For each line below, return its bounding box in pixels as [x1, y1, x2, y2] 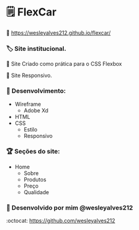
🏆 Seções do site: [6, 148, 60, 156]
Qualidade [23, 188, 50, 195]
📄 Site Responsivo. [6, 72, 52, 79]
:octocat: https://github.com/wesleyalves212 [6, 217, 115, 225]
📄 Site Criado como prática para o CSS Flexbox [6, 60, 122, 68]
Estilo [23, 125, 38, 133]
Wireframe [14, 100, 41, 108]
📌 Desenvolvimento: [6, 87, 66, 95]
